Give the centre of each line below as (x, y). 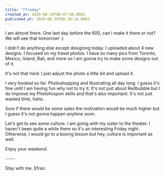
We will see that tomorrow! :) (34, 38)
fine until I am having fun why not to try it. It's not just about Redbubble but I (82, 88)
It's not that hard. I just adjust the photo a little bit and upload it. (70, 74)
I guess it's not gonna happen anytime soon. (50, 114)
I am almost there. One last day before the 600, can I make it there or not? (81, 33)
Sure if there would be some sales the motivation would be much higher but (82, 109)
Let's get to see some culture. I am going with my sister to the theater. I (78, 124)
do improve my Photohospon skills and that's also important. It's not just (79, 94)
